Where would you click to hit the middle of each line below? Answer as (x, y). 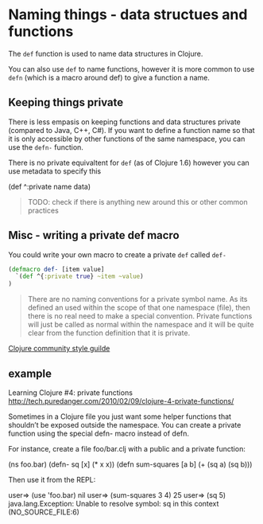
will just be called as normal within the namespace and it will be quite (141, 325)
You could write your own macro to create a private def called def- (117, 254)
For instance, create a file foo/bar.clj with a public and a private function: (127, 449)
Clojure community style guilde (59, 349)
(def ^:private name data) (50, 186)
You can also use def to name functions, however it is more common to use (131, 68)
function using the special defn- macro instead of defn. (99, 433)
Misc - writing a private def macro (94, 235)
